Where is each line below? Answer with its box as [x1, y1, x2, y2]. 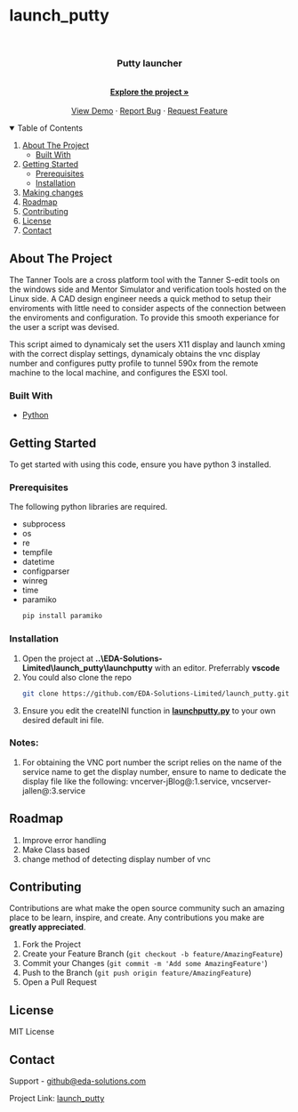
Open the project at [21, 653, 93, 664]
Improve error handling [21, 834, 107, 845]
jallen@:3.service [21, 785, 86, 796]
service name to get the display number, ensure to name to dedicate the [21, 766, 286, 777]
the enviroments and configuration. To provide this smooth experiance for [9, 312, 280, 323]
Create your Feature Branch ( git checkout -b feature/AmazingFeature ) [21, 948, 284, 959]
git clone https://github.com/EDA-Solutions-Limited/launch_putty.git [21, 689, 290, 698]
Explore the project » [109, 86, 189, 98]
